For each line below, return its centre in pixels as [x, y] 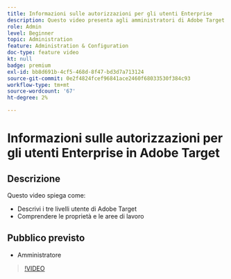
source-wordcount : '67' [42, 91]
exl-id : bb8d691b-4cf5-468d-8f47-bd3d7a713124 [76, 72]
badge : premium [29, 65]
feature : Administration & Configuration [68, 46]
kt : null [20, 59]
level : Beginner [31, 33]
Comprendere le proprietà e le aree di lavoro [80, 216]
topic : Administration [40, 40]
